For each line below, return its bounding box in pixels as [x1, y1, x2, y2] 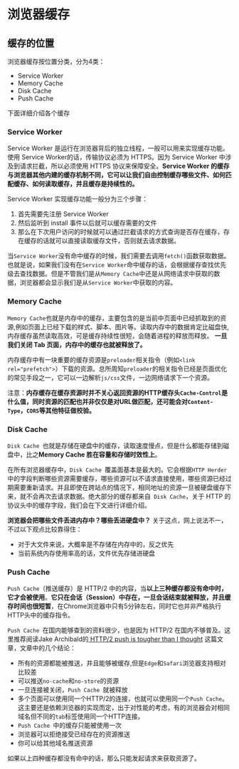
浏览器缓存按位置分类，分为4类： [7, 58, 105, 65]
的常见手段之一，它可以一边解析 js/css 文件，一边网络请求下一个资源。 [7, 373, 213, 381]
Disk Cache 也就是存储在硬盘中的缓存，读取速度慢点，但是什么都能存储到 [7, 441, 223, 450]
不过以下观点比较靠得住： [7, 524, 83, 534]
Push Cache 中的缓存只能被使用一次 [17, 721, 122, 730]
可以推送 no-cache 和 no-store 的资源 [17, 677, 119, 685]
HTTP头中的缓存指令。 [7, 611, 75, 620]
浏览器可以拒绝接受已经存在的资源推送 [17, 730, 130, 738]
